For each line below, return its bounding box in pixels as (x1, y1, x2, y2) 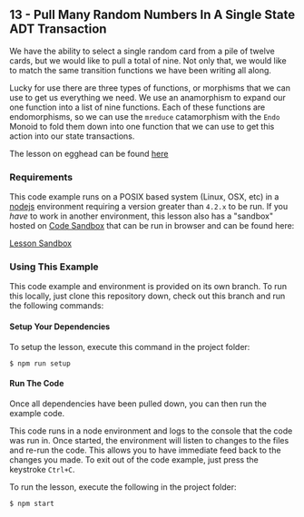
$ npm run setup (9, 358, 71, 368)
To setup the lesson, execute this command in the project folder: (9, 341, 250, 352)
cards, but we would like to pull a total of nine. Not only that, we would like (9, 54, 288, 66)
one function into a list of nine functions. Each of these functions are (9, 102, 266, 112)
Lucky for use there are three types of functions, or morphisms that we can (9, 82, 290, 93)
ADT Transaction (9, 22, 107, 37)
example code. (9, 407, 65, 418)
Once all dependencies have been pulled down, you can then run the (9, 398, 268, 409)
